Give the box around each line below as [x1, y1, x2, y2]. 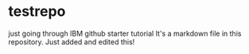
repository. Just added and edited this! [8, 37, 135, 46]
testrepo [8, 2, 66, 21]
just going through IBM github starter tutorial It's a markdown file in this [8, 29, 242, 38]
